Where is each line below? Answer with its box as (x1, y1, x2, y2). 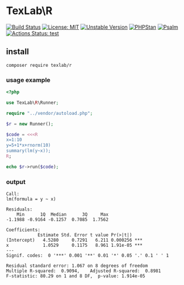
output (6, 178, 26, 186)
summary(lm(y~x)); (6, 148, 51, 154)
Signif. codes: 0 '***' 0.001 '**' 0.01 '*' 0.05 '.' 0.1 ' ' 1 (6, 253, 169, 259)
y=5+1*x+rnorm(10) (6, 142, 51, 148)
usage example (6, 76, 51, 84)
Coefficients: (6, 227, 41, 233)
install (6, 47, 29, 57)
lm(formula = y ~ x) (6, 196, 57, 202)
